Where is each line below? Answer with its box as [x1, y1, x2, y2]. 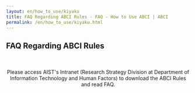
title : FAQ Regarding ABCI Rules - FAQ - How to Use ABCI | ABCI [6, 14, 168, 20]
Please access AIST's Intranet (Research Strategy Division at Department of [6, 69, 190, 76]
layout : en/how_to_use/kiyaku [6, 8, 80, 15]
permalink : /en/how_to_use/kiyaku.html [6, 19, 103, 25]
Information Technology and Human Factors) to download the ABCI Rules [9, 75, 187, 82]
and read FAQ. [81, 81, 116, 88]
